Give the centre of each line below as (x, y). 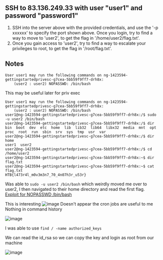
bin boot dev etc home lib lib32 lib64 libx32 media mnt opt (81, 128)
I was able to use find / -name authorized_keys (53, 228)
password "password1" (42, 16)
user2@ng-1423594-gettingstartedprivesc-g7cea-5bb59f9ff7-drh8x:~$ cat (80, 166)
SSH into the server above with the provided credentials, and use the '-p (85, 27)
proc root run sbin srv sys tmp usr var (56, 132)
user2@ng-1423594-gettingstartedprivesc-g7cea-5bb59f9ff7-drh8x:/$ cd (79, 149)
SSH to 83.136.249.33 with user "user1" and (74, 8)
